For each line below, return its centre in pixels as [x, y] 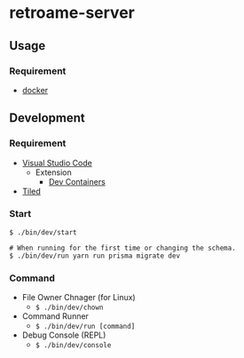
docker [35, 90]
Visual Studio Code [57, 163]
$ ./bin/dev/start [43, 232]
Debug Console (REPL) [64, 335]
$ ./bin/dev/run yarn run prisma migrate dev [94, 256]
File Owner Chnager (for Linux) [79, 298]
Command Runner [55, 316]
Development [47, 118]
